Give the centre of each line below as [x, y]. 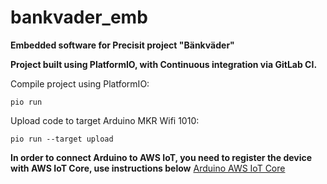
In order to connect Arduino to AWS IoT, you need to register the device [161, 157]
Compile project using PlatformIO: [80, 83]
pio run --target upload [62, 139]
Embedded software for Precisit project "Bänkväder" [122, 45]
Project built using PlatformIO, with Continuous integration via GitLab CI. [164, 64]
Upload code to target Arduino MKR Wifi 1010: [105, 120]
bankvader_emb [79, 17]
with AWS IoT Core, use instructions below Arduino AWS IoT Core [148, 168]
